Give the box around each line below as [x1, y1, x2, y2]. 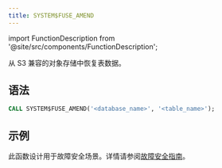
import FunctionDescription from [8, 33, 115, 43]
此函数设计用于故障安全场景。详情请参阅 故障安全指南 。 [8, 151, 189, 161]
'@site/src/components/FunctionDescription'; [8, 41, 158, 52]
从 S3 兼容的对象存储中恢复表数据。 [8, 58, 126, 67]
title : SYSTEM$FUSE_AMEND [8, 11, 94, 20]
